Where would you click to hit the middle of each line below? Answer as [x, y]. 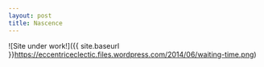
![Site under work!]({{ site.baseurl [64, 45]
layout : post [30, 16]
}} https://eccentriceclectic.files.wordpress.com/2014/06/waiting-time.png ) [132, 54]
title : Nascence [35, 23]
